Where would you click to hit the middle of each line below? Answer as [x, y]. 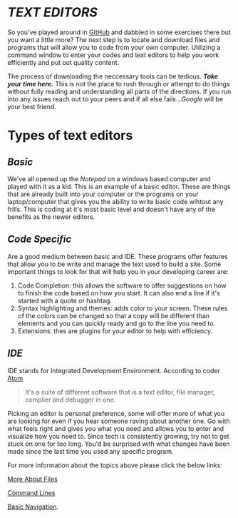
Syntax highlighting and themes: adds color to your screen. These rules [123, 308]
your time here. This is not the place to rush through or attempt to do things [119, 83]
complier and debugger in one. [70, 400]
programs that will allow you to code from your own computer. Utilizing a [114, 47]
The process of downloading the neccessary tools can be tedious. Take [113, 76]
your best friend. [32, 106]
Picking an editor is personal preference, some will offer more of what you [116, 413]
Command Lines [31, 492]
